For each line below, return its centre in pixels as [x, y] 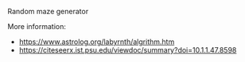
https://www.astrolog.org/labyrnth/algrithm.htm [97, 42]
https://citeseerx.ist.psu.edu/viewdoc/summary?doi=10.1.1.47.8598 [128, 50]
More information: [37, 26]
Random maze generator [48, 11]
